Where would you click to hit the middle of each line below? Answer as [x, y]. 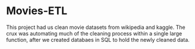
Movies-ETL [37, 11]
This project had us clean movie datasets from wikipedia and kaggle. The [96, 27]
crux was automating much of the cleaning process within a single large [94, 33]
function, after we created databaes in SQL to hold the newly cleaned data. [98, 40]
